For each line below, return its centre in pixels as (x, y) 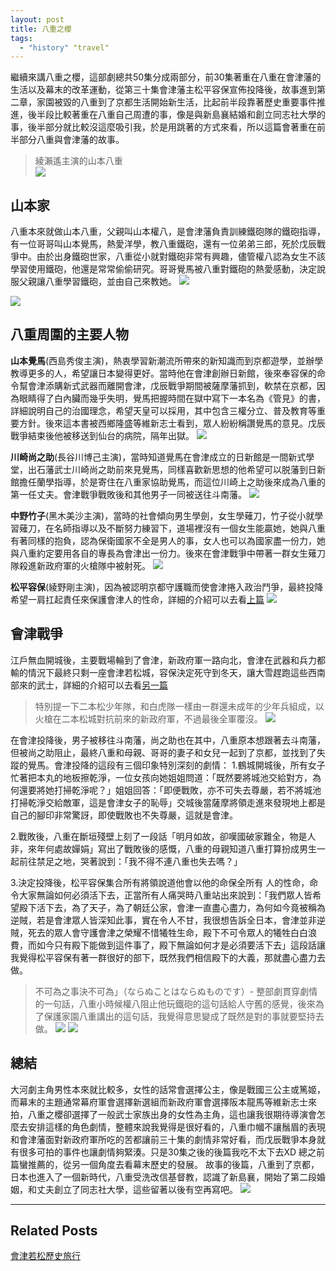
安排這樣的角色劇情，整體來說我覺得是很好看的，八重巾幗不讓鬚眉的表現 (176, 1127)
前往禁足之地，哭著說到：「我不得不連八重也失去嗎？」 (130, 861)
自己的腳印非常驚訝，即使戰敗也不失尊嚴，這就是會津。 (124, 815)
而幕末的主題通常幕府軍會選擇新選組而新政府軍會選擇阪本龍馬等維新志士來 (163, 1102)
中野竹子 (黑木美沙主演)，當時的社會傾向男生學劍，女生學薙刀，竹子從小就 (162, 515)
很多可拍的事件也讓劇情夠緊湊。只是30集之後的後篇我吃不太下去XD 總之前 (172, 1152)
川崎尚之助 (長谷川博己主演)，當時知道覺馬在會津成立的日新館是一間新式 (158, 457)
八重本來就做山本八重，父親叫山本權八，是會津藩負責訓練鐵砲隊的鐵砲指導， (168, 232)
